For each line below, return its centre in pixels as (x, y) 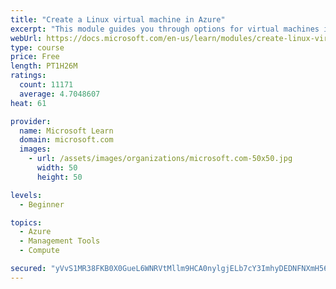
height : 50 (59, 177)
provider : (31, 121)
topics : (26, 222)
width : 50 (57, 168)
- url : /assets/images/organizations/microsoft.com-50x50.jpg (160, 159)
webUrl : (26, 38)
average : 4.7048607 (60, 94)
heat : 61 (28, 103)
